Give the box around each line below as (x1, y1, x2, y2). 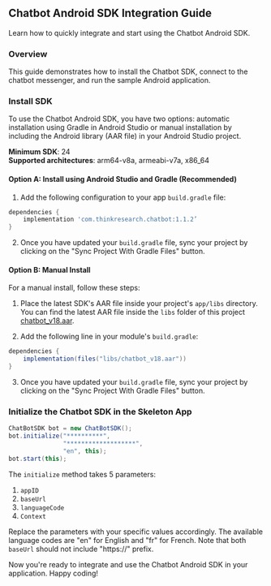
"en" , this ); (62, 446, 107, 455)
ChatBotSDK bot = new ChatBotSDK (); (8, 424, 132, 433)
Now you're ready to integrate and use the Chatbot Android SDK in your (8, 559, 248, 569)
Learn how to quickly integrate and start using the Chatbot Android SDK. (8, 28, 251, 37)
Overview (8, 48, 48, 59)
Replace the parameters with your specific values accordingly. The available (8, 527, 264, 536)
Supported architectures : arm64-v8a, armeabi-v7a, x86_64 (8, 156, 209, 166)
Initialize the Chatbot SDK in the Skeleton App (8, 406, 192, 417)
